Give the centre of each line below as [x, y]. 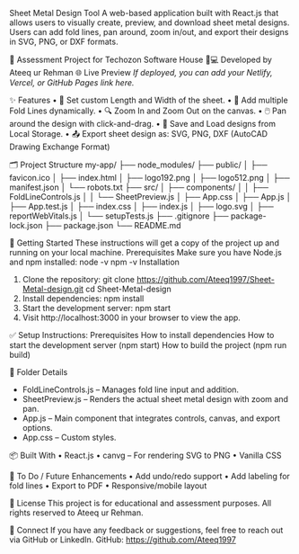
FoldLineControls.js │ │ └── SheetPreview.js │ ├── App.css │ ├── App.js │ [150, 197]
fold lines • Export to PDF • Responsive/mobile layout [108, 486]
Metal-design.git [53, 289]
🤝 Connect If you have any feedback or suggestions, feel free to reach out [146, 530]
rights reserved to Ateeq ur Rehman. [76, 513]
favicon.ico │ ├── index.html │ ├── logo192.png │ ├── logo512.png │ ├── [149, 178]
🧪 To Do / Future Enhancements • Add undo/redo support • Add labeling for [149, 476]
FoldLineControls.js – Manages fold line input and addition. [131, 389]
